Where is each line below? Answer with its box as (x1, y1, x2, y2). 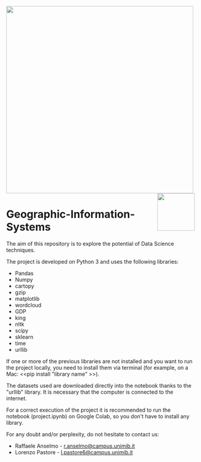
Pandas (14, 270, 34, 277)
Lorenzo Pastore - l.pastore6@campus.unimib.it (14, 448, 133, 455)
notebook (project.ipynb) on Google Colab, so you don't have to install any (6, 412, 190, 419)
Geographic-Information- (6, 207, 136, 221)
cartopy (14, 282, 35, 289)
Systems (6, 221, 51, 234)
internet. (6, 394, 27, 401)
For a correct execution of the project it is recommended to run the (6, 406, 171, 413)
